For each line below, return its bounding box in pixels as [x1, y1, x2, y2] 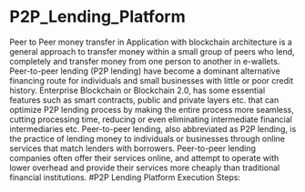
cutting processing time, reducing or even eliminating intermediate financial [9, 114, 293, 125]
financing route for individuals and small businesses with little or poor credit [9, 75, 294, 86]
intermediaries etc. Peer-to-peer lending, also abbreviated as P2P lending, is [9, 123, 297, 134]
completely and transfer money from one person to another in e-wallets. [9, 56, 280, 66]
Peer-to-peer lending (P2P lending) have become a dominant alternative [9, 66, 280, 76]
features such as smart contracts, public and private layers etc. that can [9, 94, 280, 106]
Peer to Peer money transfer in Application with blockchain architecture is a [9, 36, 293, 47]
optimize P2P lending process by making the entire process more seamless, [9, 104, 294, 115]
